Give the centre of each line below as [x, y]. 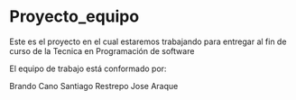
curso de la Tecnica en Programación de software [102, 50]
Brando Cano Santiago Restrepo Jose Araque [94, 86]
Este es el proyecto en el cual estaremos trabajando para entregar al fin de [148, 41]
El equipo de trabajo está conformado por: [88, 68]
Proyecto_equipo [74, 17]
